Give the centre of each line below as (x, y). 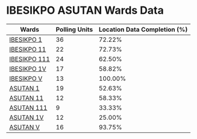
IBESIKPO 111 (30, 59)
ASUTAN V (25, 127)
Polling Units (74, 29)
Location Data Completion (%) (143, 29)
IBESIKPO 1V (28, 68)
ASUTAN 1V (27, 117)
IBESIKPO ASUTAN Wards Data (85, 10)
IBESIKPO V (26, 78)
